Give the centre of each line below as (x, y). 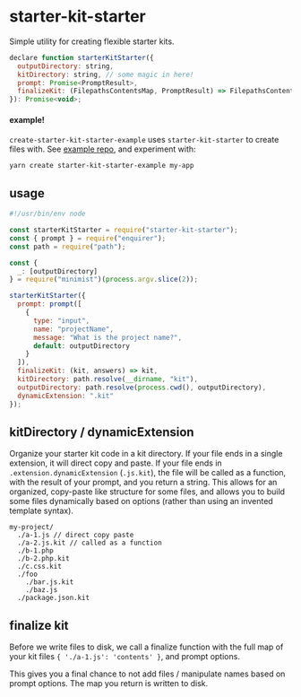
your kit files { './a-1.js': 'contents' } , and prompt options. (125, 657)
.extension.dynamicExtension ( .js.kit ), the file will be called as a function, (148, 473)
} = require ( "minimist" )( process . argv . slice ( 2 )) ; (104, 280)
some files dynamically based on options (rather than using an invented (141, 501)
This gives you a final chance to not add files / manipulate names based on (147, 674)
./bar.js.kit (50, 582)
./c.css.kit (40, 567)
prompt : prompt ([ (50, 304)
